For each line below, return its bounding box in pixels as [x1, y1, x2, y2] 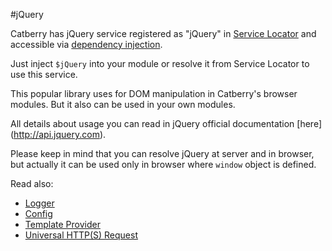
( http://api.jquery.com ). [10, 129, 107, 140]
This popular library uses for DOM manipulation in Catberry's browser [10, 88, 298, 99]
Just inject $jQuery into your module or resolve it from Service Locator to [10, 58, 310, 69]
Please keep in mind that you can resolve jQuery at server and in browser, [10, 148, 315, 159]
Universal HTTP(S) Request [24, 229, 138, 241]
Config [24, 208, 53, 219]
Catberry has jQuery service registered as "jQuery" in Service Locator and [10, 28, 317, 39]
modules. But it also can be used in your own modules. [10, 99, 236, 110]
